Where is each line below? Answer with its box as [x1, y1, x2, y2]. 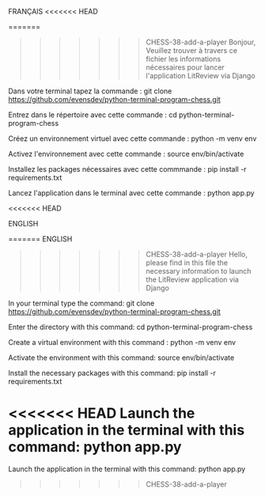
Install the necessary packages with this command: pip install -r [8, 368, 216, 377]
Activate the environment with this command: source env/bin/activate [8, 353, 235, 362]
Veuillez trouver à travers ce [146, 46, 237, 55]
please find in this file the [146, 258, 228, 267]
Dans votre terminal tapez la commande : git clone [8, 86, 172, 96]
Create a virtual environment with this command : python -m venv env [8, 338, 236, 347]
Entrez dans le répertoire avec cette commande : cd [8, 110, 178, 120]
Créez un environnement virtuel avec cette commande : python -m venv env [8, 134, 257, 143]
